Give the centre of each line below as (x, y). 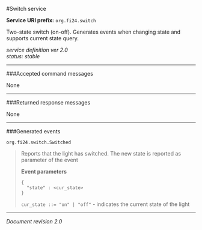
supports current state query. (43, 38)
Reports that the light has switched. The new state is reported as (101, 153)
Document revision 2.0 (34, 221)
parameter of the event (49, 160)
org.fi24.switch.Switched (38, 142)
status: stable (23, 56)
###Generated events (33, 131)
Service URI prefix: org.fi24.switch (51, 20)
